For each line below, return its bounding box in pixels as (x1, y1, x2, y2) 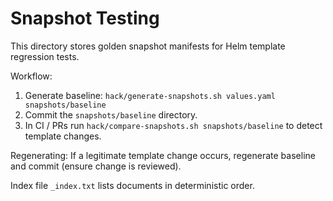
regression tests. (10, 50, 80, 62)
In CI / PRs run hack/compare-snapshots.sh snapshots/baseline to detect (24, 119, 323, 131)
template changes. (24, 130, 102, 142)
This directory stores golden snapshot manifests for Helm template (10, 40, 286, 52)
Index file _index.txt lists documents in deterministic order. (10, 179, 255, 191)
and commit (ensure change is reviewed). (10, 160, 182, 172)
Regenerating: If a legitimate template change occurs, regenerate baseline (10, 149, 316, 161)
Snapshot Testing (10, 7, 160, 30)
